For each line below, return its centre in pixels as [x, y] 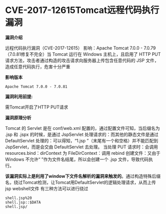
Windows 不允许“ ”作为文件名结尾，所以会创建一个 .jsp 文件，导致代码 [77, 159]
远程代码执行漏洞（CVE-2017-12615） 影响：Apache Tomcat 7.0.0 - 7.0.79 [81, 48]
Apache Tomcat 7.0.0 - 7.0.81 [36, 87]
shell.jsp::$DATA [23, 202]
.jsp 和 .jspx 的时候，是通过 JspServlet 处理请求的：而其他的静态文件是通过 [82, 134]
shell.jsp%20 [19, 198]
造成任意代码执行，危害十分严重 [38, 66]
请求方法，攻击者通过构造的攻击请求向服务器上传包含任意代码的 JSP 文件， [82, 60]
